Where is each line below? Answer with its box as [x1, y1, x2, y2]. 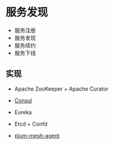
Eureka [14, 108, 33, 115]
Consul [14, 97, 33, 104]
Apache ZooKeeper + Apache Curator [14, 85, 109, 92]
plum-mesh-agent [14, 132, 60, 139]
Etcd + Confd [14, 120, 48, 127]
